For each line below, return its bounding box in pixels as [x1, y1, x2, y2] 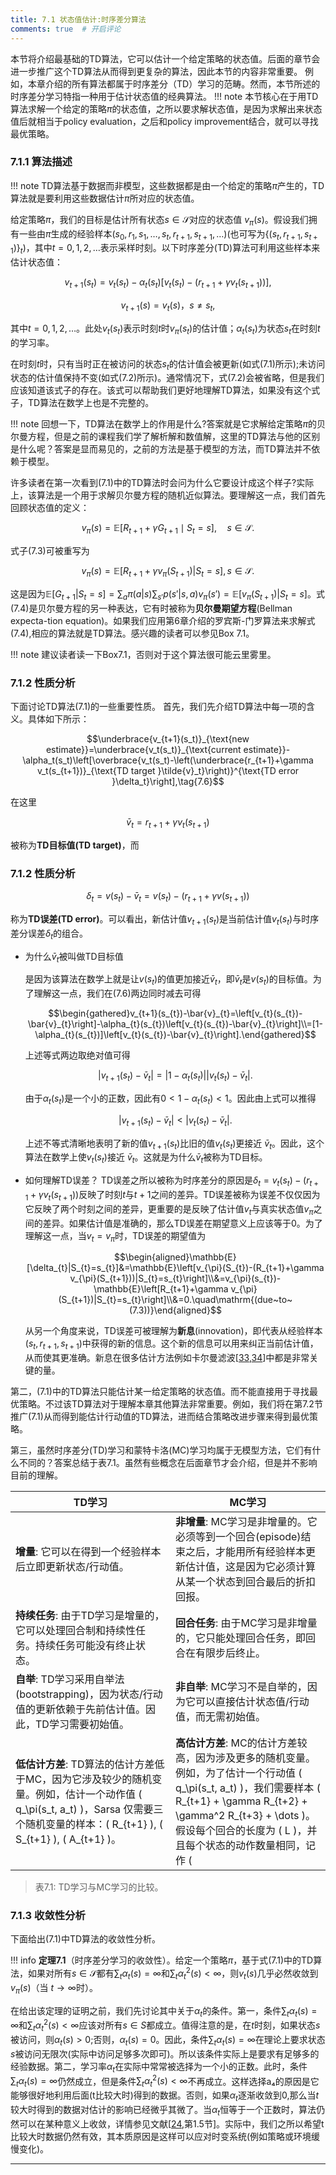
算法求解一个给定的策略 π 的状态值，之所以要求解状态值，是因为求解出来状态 [10, 102, 323, 115]
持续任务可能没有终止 [35, 1639, 137, 1653]
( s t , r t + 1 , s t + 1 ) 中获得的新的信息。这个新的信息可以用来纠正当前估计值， [24, 1337, 319, 1352]
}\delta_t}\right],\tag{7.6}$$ [111, 776, 225, 788]
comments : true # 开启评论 [10, 24, 122, 34]
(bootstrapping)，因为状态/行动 [15, 1687, 163, 1701]
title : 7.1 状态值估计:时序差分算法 [10, 14, 147, 25]
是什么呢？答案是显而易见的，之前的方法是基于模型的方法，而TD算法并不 [10, 443, 312, 455]
